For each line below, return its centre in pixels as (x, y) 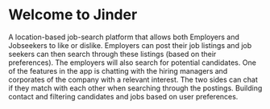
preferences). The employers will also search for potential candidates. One (132, 63)
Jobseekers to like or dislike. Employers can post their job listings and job (130, 45)
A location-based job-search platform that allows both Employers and (124, 37)
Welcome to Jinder (73, 15)
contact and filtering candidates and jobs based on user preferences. (123, 96)
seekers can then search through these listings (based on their (112, 54)
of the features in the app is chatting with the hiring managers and (118, 71)
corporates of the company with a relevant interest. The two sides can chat (133, 79)
